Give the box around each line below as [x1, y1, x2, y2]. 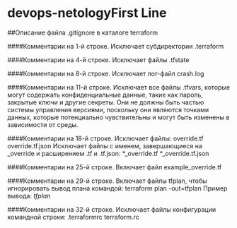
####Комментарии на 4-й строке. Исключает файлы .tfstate [7, 55, 190, 64]
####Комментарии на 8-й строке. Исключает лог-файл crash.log [7, 69, 204, 78]
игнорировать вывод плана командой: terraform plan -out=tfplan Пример [7, 184, 228, 192]
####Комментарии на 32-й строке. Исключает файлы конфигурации [7, 205, 216, 213]
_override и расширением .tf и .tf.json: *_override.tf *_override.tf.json [7, 149, 209, 157]
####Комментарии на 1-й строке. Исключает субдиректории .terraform [7, 42, 224, 50]
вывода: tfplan [7, 191, 51, 200]
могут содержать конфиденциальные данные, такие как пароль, [7, 90, 204, 99]
